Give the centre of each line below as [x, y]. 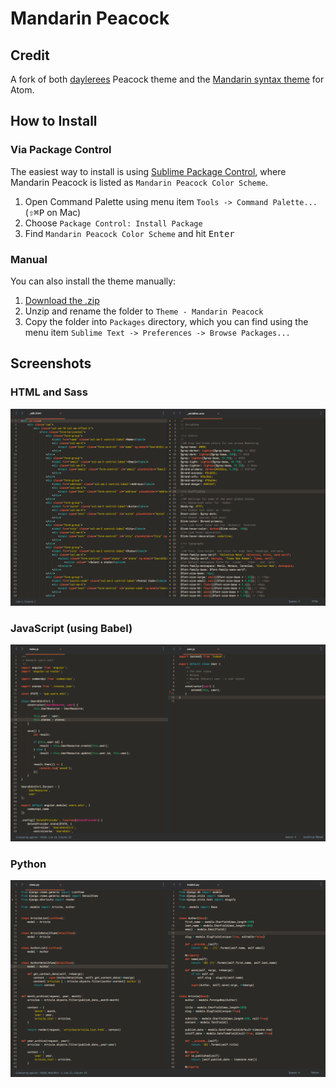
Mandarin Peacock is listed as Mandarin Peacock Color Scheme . [139, 182]
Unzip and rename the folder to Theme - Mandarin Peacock [144, 311]
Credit [30, 55]
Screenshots [51, 363]
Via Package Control [61, 150]
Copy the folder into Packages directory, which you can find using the [166, 321]
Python [28, 864]
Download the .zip [62, 300]
